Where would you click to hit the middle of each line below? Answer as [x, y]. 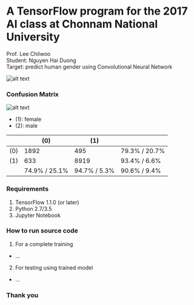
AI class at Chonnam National [82, 24]
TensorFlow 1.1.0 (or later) [47, 202]
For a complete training [44, 244]
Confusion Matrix [33, 94]
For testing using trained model [54, 267]
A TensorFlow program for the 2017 [97, 11]
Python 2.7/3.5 [34, 208]
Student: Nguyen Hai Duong [42, 60]
